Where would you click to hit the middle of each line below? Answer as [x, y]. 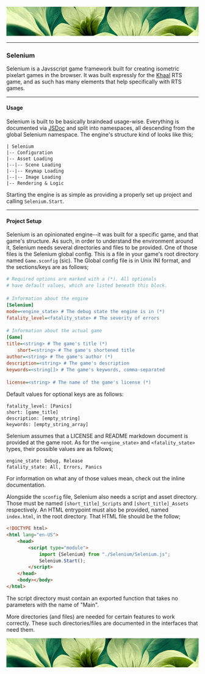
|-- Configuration [30, 153]
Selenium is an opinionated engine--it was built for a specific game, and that [102, 235]
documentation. [26, 485]
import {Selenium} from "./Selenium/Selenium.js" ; [105, 554]
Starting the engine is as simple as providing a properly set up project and [99, 195]
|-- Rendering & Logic [35, 184]
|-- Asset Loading [30, 159]
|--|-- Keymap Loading [35, 171]
